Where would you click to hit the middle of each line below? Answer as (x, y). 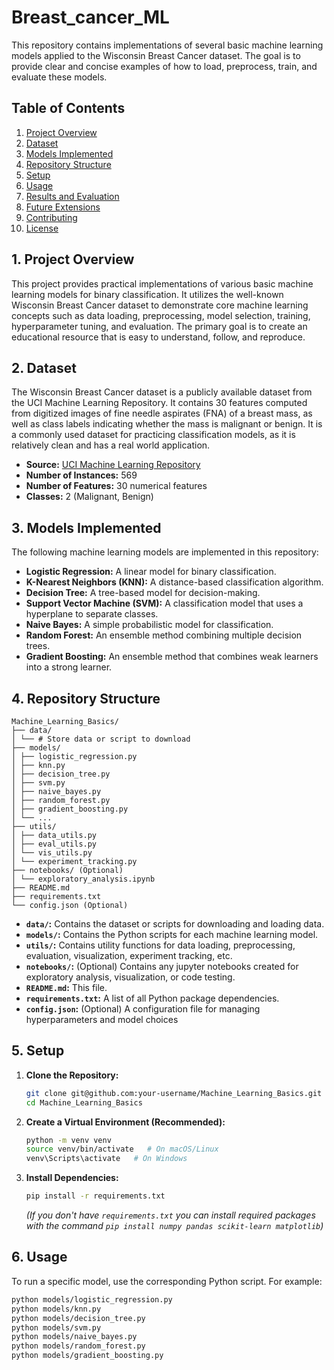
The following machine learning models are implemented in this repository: (165, 552)
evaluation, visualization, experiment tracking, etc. (129, 955)
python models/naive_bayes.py (74, 1337)
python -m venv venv (68, 1140)
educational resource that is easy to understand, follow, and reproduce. (158, 337)
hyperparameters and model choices (102, 1019)
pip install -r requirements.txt (95, 1196)
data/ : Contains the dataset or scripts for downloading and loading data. (175, 924)
